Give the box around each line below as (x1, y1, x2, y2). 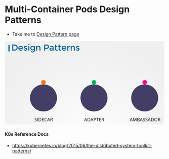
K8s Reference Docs (5, 131, 49, 137)
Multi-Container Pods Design (5, 4, 130, 15)
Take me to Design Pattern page (12, 31, 79, 37)
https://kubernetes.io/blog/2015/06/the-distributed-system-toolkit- (12, 143, 152, 149)
